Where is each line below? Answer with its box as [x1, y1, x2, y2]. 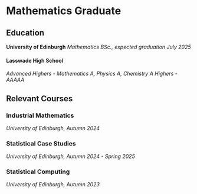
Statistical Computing [6, 167, 70, 176]
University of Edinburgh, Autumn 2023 [6, 181, 100, 188]
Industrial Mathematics [6, 111, 74, 119]
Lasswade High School [6, 57, 64, 64]
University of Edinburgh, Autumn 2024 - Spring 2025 [6, 153, 136, 160]
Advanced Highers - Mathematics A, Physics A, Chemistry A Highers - [6, 70, 178, 77]
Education [6, 28, 45, 38]
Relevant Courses [6, 93, 73, 104]
